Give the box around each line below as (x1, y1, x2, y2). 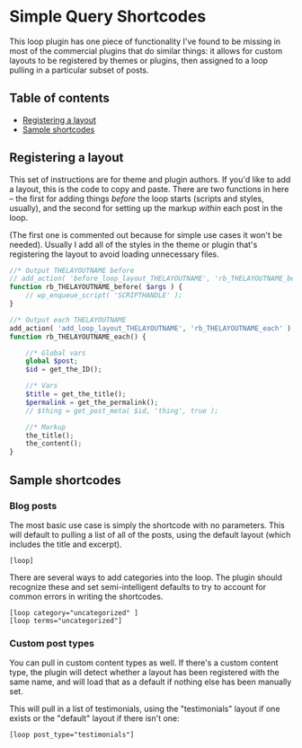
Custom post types (9, 637, 94, 649)
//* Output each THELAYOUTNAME (9, 315, 127, 324)
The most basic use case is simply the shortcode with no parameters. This (9, 519, 285, 531)
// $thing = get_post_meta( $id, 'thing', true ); (25, 406, 219, 415)
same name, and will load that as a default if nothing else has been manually (9, 676, 292, 688)
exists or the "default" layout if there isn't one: (9, 713, 180, 724)
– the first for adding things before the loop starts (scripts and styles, (9, 193, 264, 204)
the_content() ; (25, 439, 83, 448)
